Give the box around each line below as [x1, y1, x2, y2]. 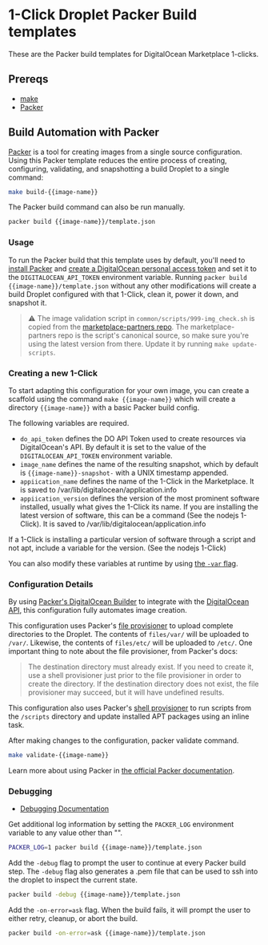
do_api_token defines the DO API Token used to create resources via [19, 433, 246, 443]
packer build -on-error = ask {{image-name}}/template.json [8, 929, 206, 938]
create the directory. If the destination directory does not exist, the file [27, 679, 259, 689]
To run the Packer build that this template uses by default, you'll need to [8, 255, 246, 265]
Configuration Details [8, 578, 94, 590]
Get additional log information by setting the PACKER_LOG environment [8, 820, 234, 829]
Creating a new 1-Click [8, 367, 98, 379]
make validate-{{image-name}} [8, 752, 110, 760]
